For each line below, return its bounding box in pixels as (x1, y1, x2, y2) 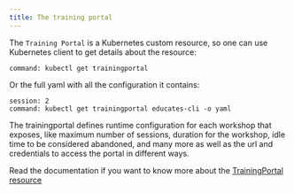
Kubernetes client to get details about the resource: (9, 46, 197, 58)
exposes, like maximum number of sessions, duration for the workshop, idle (9, 129, 286, 140)
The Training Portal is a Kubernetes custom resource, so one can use (9, 37, 268, 48)
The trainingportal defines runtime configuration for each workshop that (9, 120, 272, 130)
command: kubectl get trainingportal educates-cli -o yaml (9, 104, 232, 113)
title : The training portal (9, 12, 113, 22)
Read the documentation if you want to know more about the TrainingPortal (9, 165, 283, 175)
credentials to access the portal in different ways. (9, 148, 190, 158)
